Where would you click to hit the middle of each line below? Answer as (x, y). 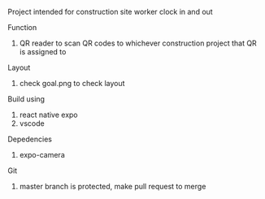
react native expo (48, 115)
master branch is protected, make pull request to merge (113, 186)
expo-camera (42, 155)
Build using (26, 99)
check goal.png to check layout (72, 83)
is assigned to (43, 52)
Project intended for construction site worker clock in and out (110, 12)
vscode (32, 123)
